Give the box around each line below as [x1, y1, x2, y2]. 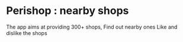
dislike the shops [6, 29, 47, 36]
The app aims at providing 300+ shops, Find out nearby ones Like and [6, 23, 178, 30]
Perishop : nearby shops [6, 4, 129, 17]
